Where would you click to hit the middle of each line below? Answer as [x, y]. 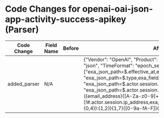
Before [71, 48]
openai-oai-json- [118, 9]
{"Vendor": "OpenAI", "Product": [121, 59]
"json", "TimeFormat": [109, 65]
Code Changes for [43, 9]
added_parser [24, 84]
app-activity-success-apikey [66, 19]
